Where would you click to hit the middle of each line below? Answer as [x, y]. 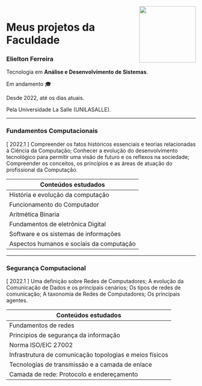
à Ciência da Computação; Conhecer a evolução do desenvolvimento [92, 151]
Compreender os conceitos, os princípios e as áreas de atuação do [89, 163]
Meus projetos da [50, 27]
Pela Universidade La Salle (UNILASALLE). [59, 110]
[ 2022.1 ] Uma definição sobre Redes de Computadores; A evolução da [95, 281]
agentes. [17, 300]
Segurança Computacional [46, 268]
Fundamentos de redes [42, 326]
